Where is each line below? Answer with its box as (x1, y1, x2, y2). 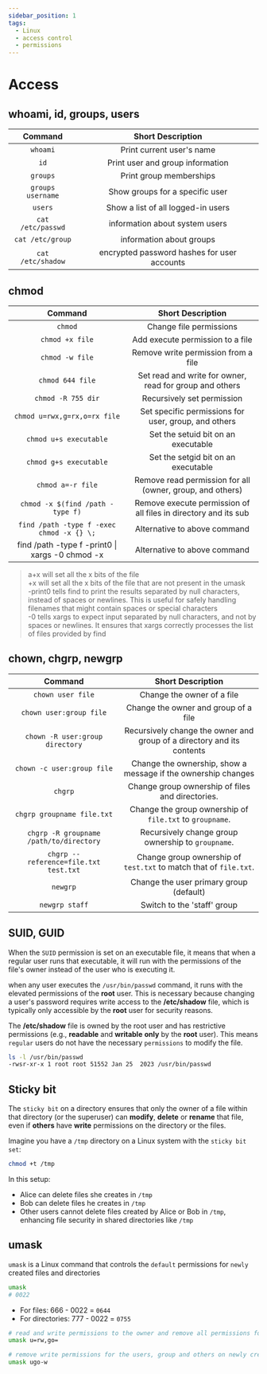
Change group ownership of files (127, 780, 250, 791)
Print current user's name (120, 144, 216, 155)
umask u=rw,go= (8, 1337, 59, 1345)
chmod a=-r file (36, 480, 98, 489)
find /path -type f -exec (18, 520, 117, 529)
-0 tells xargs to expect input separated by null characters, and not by (27, 611, 257, 622)
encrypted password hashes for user (99, 247, 237, 258)
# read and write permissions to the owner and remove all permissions (8, 1329, 250, 1337)
